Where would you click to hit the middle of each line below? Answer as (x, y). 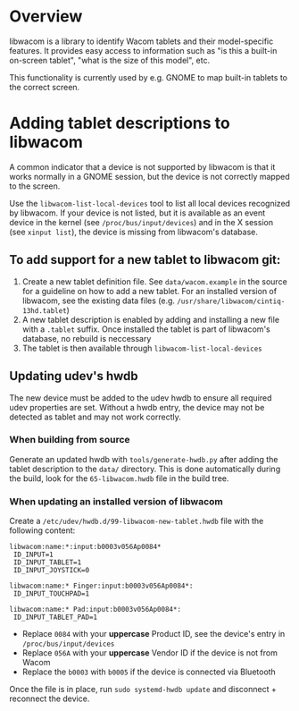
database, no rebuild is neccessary (87, 338)
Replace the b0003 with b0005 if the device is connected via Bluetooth (149, 672)
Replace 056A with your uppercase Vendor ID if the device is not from (150, 653)
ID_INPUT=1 (33, 555)
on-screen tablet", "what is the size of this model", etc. (110, 60)
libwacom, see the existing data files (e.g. (99, 300)
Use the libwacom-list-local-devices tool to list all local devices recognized (150, 203)
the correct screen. (45, 87)
